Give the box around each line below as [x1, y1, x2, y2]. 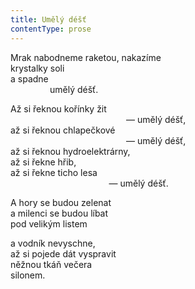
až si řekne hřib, [10, 156, 77, 168]
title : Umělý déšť [10, 14, 87, 25]
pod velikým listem [10, 217, 88, 230]
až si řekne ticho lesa [10, 166, 98, 178]
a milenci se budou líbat [10, 207, 109, 219]
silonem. [10, 269, 46, 281]
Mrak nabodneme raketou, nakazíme [10, 51, 162, 63]
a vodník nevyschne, [10, 237, 96, 249]
